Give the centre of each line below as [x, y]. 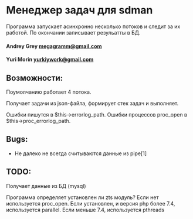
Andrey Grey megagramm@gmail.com [54, 46]
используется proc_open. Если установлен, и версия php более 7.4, [91, 203]
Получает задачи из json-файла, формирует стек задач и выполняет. [92, 103]
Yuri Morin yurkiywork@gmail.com [50, 60]
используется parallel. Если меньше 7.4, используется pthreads [85, 210]
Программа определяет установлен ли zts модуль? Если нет [82, 197]
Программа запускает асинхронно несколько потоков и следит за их [93, 26]
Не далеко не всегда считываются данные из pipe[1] [81, 153]
